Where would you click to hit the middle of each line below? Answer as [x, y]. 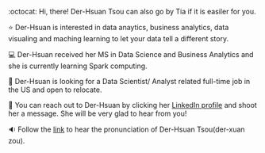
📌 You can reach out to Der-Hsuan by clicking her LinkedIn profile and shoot [133, 105]
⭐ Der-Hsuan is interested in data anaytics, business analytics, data [119, 27]
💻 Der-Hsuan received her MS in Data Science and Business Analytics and [131, 54]
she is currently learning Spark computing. [78, 66]
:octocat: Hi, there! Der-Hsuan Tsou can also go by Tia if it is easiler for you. [132, 11]
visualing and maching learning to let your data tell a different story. [118, 38]
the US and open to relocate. [55, 90]
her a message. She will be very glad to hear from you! [98, 113]
